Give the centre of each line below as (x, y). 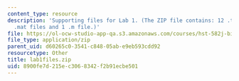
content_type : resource (43, 14)
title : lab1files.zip (39, 60)
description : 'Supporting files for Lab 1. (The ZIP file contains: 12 (116, 20)
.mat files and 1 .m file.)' (57, 27)
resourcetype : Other (38, 54)
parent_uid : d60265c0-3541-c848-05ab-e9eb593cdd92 (84, 46)
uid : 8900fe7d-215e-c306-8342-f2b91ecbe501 (73, 66)
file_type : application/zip (49, 40)
